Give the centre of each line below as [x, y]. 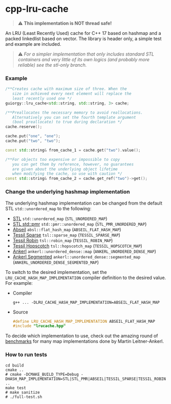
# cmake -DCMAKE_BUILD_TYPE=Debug [42, 374]
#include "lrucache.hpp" [39, 326]
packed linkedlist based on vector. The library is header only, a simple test [83, 39]
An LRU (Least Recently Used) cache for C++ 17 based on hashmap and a [83, 33]
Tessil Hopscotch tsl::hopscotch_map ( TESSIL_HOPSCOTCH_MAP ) [77, 246]
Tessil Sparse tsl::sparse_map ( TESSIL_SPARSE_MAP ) [66, 235]
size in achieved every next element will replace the [72, 94]
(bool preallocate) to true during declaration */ [67, 122]
